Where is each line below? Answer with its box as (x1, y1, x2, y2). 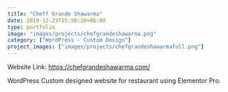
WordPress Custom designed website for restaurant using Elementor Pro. (7, 76, 221, 85)
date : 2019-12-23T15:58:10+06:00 (7, 17, 106, 24)
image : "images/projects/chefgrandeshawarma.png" (7, 30, 157, 38)
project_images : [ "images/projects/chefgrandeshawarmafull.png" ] (7, 43, 204, 50)
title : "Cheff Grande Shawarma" (7, 10, 103, 18)
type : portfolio (7, 23, 55, 30)
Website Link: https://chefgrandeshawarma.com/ (7, 63, 151, 71)
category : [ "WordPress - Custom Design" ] (7, 37, 132, 44)
